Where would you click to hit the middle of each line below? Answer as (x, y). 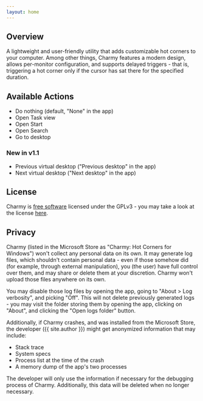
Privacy (21, 232)
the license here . (27, 213)
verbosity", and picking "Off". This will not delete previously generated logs (100, 298)
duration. (18, 78)
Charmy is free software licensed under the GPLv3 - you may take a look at (100, 207)
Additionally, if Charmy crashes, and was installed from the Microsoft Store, (101, 323)
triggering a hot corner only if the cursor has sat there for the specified (95, 71)
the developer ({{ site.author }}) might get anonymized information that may (101, 329)
